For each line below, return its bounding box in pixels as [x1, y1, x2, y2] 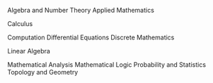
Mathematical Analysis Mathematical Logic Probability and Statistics [7, 60, 207, 69]
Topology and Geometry [7, 68, 79, 76]
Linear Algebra [7, 47, 51, 55]
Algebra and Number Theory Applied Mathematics [7, 6, 154, 14]
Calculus [7, 20, 33, 27]
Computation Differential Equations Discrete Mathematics [7, 33, 175, 41]
